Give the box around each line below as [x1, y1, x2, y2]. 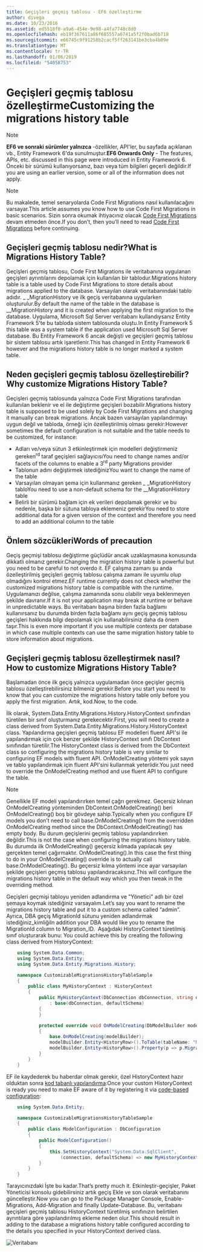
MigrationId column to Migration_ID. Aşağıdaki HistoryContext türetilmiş [6, 925, 186, 932]
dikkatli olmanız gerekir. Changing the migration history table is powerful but [6, 558, 195, 566]
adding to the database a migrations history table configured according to [6, 1221, 190, 1228]
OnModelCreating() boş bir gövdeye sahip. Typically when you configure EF [6, 811, 193, 817]
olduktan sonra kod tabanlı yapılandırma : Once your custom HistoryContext [6, 1079, 192, 1086]
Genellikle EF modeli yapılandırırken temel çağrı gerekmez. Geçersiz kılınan [6, 798, 193, 805]
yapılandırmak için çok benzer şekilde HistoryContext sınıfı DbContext [6, 735, 181, 743]
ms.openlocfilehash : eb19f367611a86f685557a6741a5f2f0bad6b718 [6, 32, 169, 38]
